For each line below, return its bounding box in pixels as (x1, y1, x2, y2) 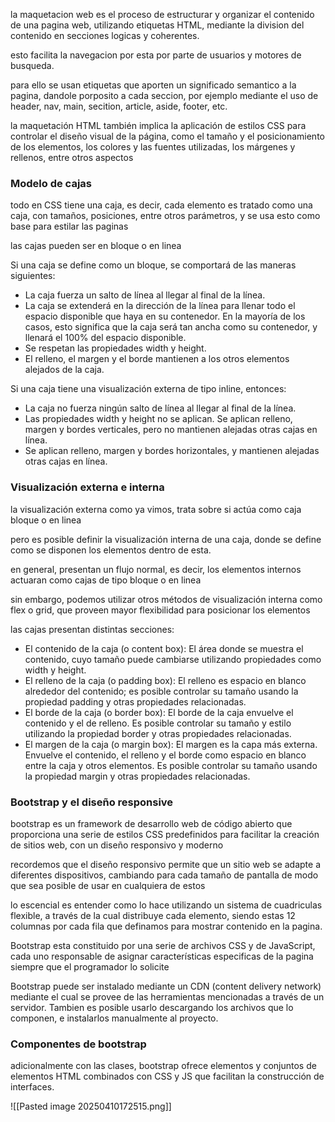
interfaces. (10, 1081, 55, 1093)
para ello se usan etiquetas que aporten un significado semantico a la (10, 79, 297, 91)
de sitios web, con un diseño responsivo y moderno (10, 839, 224, 851)
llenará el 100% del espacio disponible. (24, 332, 187, 344)
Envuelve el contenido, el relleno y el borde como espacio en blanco (24, 749, 307, 761)
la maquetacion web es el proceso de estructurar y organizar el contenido (10, 9, 315, 20)
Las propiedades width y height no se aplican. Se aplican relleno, (24, 413, 293, 425)
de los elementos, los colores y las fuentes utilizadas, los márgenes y (10, 141, 296, 153)
